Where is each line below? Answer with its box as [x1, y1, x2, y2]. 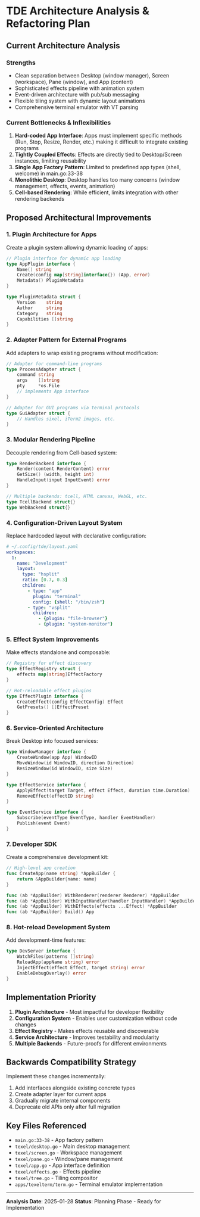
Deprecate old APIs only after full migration [14, 1103, 121, 1110]
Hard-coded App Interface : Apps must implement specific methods [14, 132, 182, 139]
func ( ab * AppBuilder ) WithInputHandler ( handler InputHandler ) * [6, 898, 171, 904]
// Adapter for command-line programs [6, 360, 102, 367]
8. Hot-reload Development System [6, 923, 111, 932]
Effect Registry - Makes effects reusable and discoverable [14, 1027, 160, 1034]
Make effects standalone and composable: [6, 649, 111, 656]
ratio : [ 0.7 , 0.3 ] [21, 577, 68, 583]
